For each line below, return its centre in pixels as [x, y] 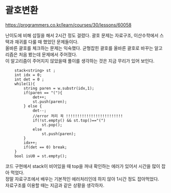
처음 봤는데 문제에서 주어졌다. [48, 54]
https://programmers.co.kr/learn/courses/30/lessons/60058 [68, 25]
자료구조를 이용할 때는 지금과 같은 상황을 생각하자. [55, 185]
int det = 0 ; [29, 79]
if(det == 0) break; [45, 147]
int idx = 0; [28, 75]
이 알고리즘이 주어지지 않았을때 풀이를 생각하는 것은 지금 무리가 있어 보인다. [80, 61]
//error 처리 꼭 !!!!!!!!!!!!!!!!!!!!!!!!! [78, 116]
